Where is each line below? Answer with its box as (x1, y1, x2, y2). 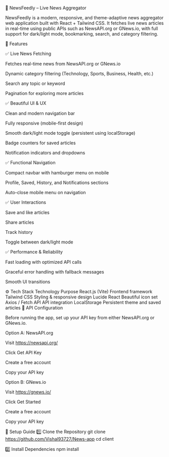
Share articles (5, 219, 34, 225)
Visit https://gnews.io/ (5, 389, 52, 395)
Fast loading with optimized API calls (5, 259, 82, 265)
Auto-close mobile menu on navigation (5, 190, 86, 195)
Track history (5, 229, 33, 235)
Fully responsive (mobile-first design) (5, 120, 83, 126)
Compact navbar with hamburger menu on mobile (5, 170, 109, 175)
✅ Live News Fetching (5, 51, 52, 56)
